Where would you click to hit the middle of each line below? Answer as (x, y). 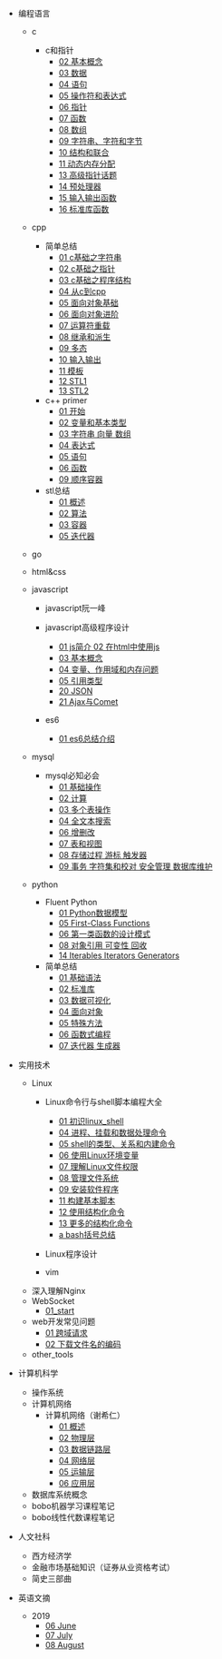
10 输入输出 (80, 360)
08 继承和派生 (85, 337)
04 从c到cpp (82, 291)
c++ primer (66, 400)
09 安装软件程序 (89, 1189)
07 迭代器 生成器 (89, 1046)
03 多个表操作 (85, 810)
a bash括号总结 (87, 1234)
